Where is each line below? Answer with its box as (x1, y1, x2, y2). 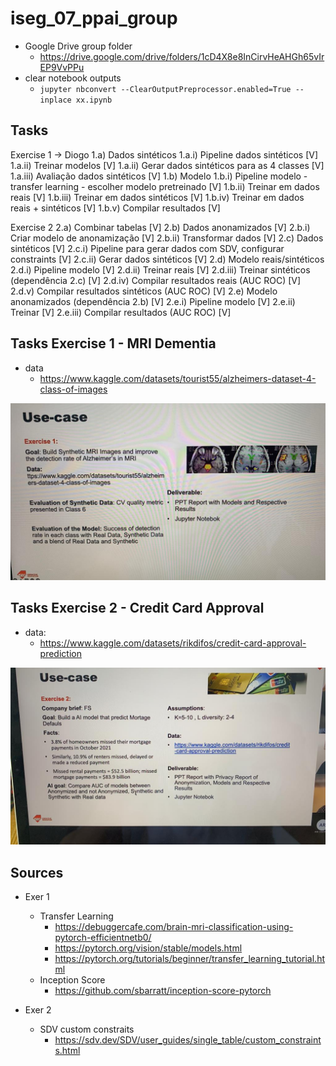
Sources (10, 864, 64, 881)
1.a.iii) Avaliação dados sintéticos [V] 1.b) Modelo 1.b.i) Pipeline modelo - (10, 170, 308, 182)
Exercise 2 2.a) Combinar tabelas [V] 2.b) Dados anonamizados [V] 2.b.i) (10, 221, 311, 233)
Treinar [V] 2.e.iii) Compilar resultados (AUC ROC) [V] (10, 306, 232, 318)
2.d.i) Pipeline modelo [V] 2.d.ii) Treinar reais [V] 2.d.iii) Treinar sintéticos (10, 263, 311, 276)
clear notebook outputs (24, 72, 122, 84)
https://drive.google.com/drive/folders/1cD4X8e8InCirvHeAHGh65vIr (39, 50, 325, 62)
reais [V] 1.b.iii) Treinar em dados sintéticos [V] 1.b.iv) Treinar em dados (10, 191, 305, 203)
